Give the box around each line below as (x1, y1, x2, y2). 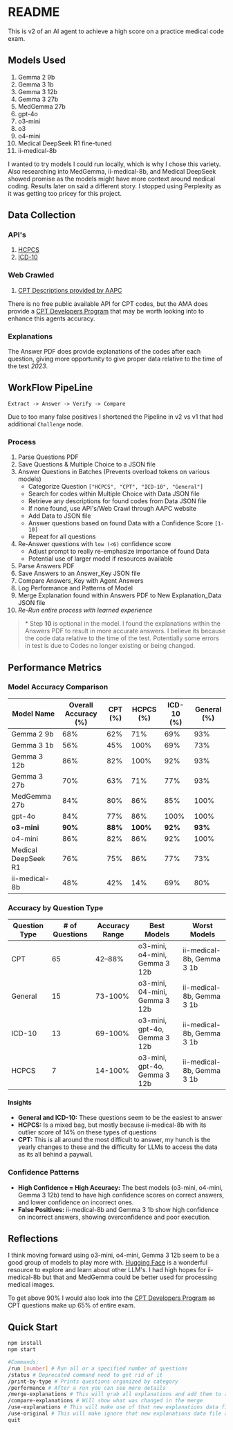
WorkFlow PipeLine (8, 382, 93, 394)
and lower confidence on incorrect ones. (17, 1198, 134, 1206)
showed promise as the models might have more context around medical (8, 174, 216, 183)
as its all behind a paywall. (17, 1150, 93, 1159)
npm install (8, 1340, 42, 1347)
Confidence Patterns (8, 1168, 80, 1177)
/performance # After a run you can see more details (8, 1384, 167, 1391)
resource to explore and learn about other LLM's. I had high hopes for (8, 1266, 207, 1274)
